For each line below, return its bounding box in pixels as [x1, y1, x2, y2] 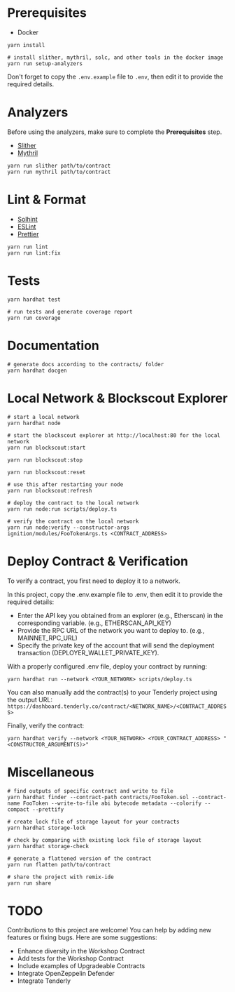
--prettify [32, 805, 64, 813]
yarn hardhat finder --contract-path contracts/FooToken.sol [7, 793, 190, 800]
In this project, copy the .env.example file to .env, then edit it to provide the [7, 590, 222, 598]
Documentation [7, 337, 100, 354]
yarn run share [7, 879, 52, 887]
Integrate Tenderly [17, 977, 71, 985]
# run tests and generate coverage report [7, 308, 133, 315]
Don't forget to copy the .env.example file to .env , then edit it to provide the [7, 72, 224, 81]
